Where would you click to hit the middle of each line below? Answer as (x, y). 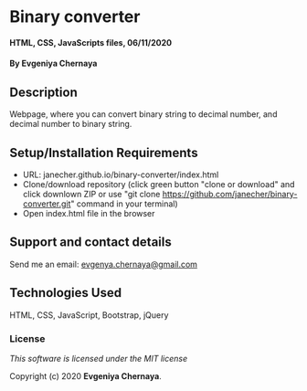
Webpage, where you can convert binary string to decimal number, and (143, 114)
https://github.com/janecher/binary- (230, 194)
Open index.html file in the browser (89, 213)
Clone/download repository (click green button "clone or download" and (159, 184)
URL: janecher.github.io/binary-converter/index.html (121, 174)
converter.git (47, 204)
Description (43, 92)
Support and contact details (90, 243)
